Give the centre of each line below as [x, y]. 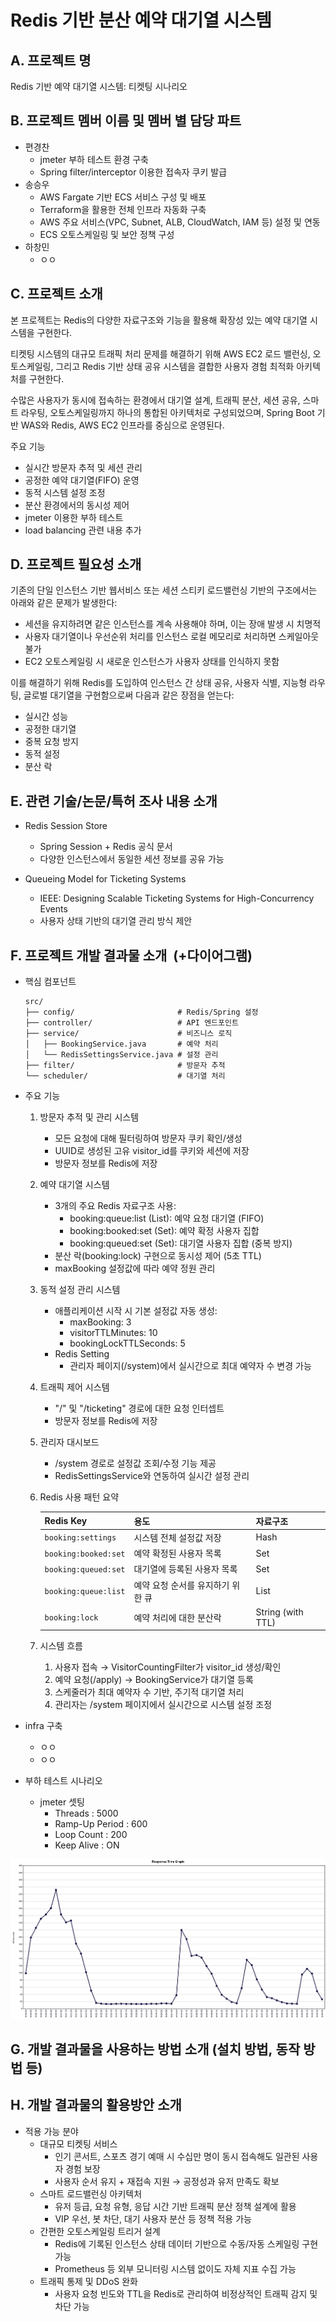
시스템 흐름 [61, 1646]
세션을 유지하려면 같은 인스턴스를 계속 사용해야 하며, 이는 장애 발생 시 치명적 [173, 624]
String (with [279, 1612]
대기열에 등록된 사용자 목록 [185, 1569]
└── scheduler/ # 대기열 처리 [125, 1076]
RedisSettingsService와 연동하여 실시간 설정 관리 [152, 1476]
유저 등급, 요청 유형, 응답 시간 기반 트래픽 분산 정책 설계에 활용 [175, 2206]
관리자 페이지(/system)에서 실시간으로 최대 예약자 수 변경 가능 [190, 1366]
